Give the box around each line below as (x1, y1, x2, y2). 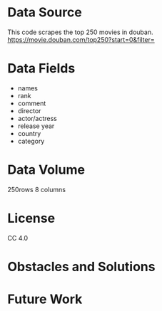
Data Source (7, 4, 82, 21)
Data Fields (7, 60, 76, 77)
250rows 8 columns (7, 185, 66, 194)
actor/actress (17, 114, 57, 122)
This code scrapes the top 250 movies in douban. (7, 28, 153, 36)
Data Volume (7, 162, 86, 178)
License (7, 211, 56, 226)
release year (17, 122, 55, 130)
